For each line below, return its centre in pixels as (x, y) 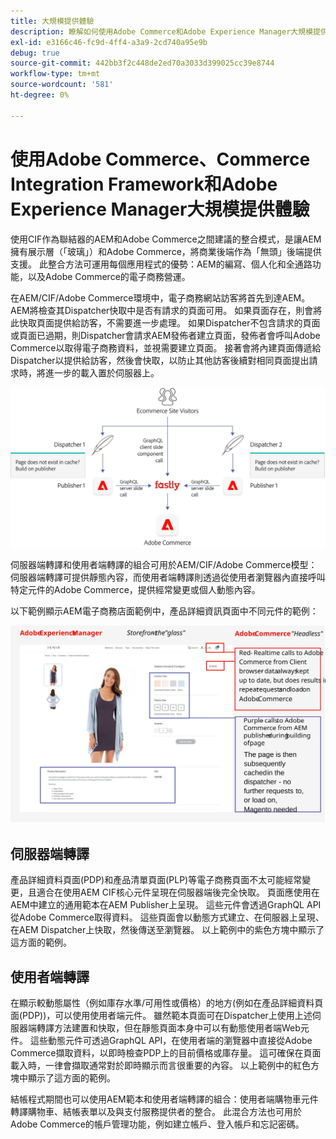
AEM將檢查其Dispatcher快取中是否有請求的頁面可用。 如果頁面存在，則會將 (166, 310)
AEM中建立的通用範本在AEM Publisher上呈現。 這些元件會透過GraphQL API (166, 905)
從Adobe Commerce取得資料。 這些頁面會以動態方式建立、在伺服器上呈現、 (167, 917)
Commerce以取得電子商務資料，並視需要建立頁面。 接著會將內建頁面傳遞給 (166, 347)
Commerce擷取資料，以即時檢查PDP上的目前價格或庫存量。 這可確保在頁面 (166, 1053)
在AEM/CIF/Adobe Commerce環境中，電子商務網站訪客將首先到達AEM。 (160, 297)
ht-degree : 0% (40, 95)
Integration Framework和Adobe (144, 184)
